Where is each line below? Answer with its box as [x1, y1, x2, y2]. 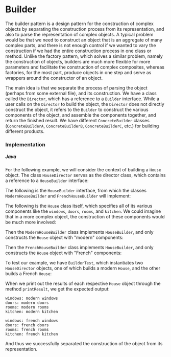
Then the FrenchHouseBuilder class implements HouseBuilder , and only [5, 244, 154, 250]
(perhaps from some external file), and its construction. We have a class [5, 90, 157, 96]
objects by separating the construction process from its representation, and [5, 26, 164, 32]
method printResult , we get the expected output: [5, 285, 110, 292]
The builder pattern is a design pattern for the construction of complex [5, 20, 154, 27]
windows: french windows [5, 318, 58, 323]
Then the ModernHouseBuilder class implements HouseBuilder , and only [5, 229, 154, 235]
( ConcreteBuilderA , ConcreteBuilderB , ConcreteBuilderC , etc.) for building [5, 123, 159, 129]
